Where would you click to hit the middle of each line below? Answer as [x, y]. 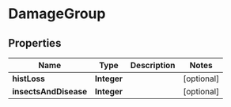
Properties [35, 43]
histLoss [28, 78]
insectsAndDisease [50, 92]
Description [153, 65]
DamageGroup [57, 14]
